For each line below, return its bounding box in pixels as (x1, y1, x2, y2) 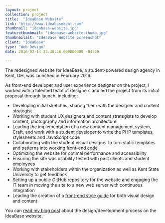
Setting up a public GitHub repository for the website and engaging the (12, 177, 158, 183)
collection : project (5, 12, 48, 17)
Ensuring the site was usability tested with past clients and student (12, 155, 150, 161)
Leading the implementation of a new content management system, (12, 123, 151, 130)
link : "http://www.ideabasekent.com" (5, 21, 84, 26)
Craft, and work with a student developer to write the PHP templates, (12, 129, 154, 135)
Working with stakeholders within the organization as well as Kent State (12, 166, 160, 172)
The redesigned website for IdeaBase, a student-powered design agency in (5, 67, 161, 73)
